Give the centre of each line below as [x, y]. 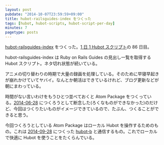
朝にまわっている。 [24, 86]
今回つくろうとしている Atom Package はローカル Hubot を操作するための [80, 125]
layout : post [18, 10]
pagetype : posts [22, 32]
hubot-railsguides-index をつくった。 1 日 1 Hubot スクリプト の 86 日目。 [78, 47]
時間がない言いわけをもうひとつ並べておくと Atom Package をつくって [76, 97]
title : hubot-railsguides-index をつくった [48, 19]
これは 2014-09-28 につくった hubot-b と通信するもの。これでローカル [85, 131]
